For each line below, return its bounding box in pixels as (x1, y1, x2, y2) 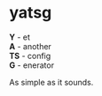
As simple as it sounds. (9, 77, 94, 87)
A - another (9, 41, 51, 51)
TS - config (9, 50, 51, 61)
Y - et (9, 32, 31, 42)
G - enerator (9, 60, 55, 70)
